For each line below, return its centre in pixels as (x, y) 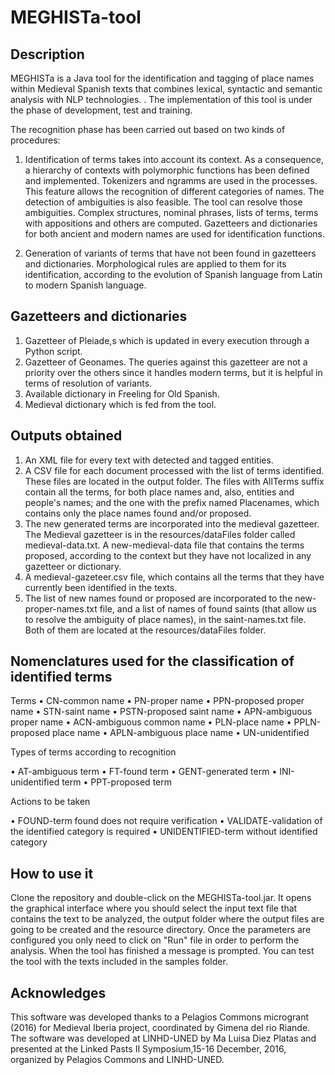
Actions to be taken (50, 802)
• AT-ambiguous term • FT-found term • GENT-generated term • (144, 772)
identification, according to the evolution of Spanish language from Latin (173, 274)
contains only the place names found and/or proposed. (138, 513)
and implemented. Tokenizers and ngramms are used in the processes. (171, 180)
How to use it (52, 873)
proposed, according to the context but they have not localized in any (168, 555)
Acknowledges (58, 992)
